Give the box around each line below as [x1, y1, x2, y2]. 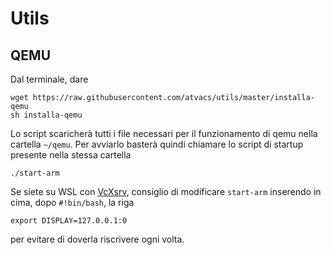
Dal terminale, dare [10, 73, 89, 85]
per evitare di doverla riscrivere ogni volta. [10, 233, 185, 245]
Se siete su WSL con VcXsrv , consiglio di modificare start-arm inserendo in [10, 186, 322, 197]
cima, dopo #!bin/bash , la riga [10, 197, 135, 208]
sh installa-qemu [10, 110, 83, 120]
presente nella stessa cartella [10, 149, 132, 161]
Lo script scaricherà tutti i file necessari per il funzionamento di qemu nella [10, 128, 318, 139]
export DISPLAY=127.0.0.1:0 [10, 216, 128, 226]
